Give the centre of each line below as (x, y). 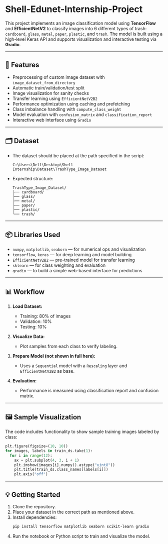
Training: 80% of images (45, 316)
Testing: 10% (33, 327)
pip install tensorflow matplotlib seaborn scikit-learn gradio (81, 526)
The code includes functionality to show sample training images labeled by (82, 431)
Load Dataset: (27, 306)
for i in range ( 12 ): (31, 456)
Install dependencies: (34, 517)
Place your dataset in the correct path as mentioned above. (73, 512)
